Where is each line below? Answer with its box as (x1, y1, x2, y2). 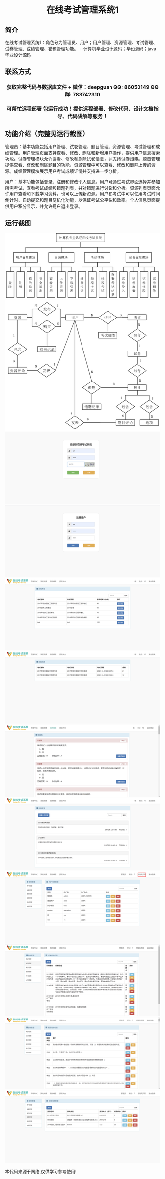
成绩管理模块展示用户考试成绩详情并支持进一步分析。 (13, 168, 121, 174)
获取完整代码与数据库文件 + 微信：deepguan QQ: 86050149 (6, 84, 150, 91)
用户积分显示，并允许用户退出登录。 (9, 203, 82, 209)
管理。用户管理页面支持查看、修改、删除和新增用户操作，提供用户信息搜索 (9, 150, 160, 156)
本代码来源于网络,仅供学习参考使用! (5, 1169, 77, 1175)
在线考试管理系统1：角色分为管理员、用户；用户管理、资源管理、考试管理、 (5, 40, 158, 45)
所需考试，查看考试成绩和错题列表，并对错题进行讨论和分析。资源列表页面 (5, 185, 156, 191)
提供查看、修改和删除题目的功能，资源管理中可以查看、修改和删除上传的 (5, 162, 151, 168)
